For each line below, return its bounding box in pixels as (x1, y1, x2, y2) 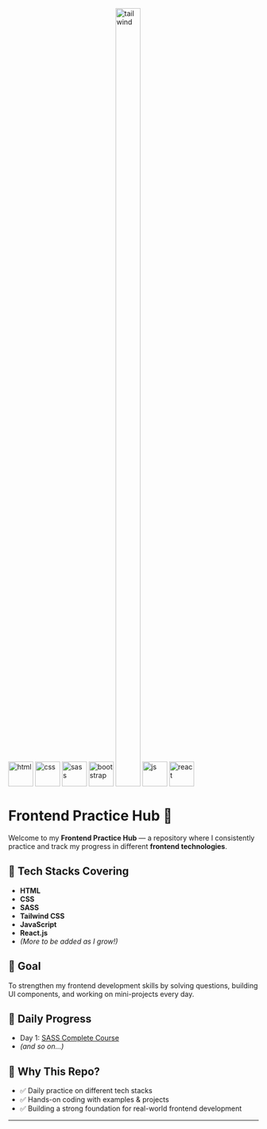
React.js (19, 928, 48, 937)
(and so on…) (19, 1041, 64, 1051)
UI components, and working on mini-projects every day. (8, 989, 195, 999)
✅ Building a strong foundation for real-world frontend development (19, 1104, 242, 1113)
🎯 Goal (8, 960, 41, 973)
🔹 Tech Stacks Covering (8, 865, 130, 878)
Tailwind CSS (19, 911, 65, 921)
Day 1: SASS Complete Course (19, 1034, 119, 1043)
